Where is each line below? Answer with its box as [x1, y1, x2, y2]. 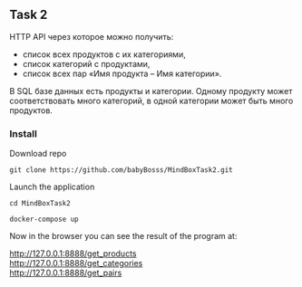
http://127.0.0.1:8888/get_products [9, 248, 137, 259]
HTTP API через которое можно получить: [9, 31, 174, 42]
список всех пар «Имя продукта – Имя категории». [22, 68, 222, 79]
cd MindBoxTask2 [9, 199, 71, 208]
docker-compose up [9, 215, 79, 225]
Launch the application [9, 181, 95, 193]
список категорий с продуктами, [22, 58, 151, 69]
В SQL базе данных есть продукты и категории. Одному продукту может [9, 85, 293, 96]
